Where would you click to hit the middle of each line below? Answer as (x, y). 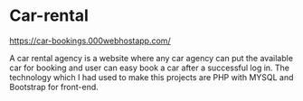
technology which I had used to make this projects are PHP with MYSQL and (151, 77)
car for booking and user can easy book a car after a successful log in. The (150, 68)
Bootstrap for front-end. (54, 87)
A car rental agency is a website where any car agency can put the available (151, 58)
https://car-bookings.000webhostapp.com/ (90, 41)
